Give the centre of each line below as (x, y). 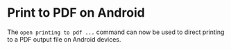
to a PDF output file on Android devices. (64, 39)
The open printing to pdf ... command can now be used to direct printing (116, 32)
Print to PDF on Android (76, 13)
